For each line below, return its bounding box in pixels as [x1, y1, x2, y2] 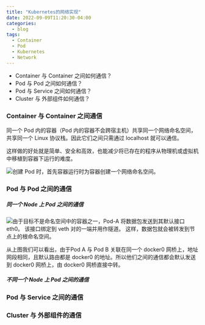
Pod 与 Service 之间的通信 [6, 293, 84, 301]
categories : [6, 20, 37, 26]
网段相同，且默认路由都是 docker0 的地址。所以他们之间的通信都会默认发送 [6, 253, 196, 260]
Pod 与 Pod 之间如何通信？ [15, 79, 83, 87]
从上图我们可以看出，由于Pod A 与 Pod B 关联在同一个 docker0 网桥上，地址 [6, 246, 198, 253]
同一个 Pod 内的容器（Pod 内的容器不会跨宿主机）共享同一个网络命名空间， [6, 126, 196, 134]
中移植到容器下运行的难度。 [6, 155, 76, 162]
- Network [12, 54, 37, 60]
